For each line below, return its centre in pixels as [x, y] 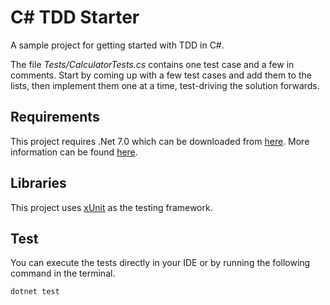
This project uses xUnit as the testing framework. [111, 207]
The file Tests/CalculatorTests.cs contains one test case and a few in [152, 64]
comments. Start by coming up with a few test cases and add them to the [161, 75]
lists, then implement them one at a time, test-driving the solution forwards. [165, 85]
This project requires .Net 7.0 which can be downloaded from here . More [160, 141]
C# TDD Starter [75, 17]
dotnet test [35, 292]
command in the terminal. [63, 273]
